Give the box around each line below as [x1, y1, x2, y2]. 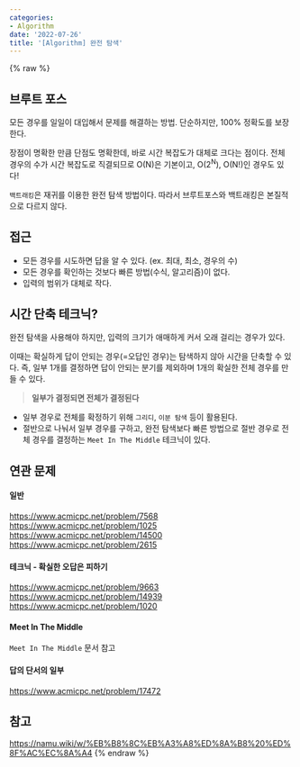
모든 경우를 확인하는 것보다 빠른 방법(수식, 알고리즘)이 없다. [22, 266, 231, 277]
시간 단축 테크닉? [9, 306, 98, 321]
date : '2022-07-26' [9, 30, 83, 39]
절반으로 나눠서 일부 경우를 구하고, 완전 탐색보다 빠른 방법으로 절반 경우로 [22, 423, 280, 434]
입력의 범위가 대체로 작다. [22, 277, 113, 288]
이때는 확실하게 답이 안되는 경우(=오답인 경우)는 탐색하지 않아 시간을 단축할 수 [9, 351, 282, 362]
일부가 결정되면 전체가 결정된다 [31, 393, 140, 403]
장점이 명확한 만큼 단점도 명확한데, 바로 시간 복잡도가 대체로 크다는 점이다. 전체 [9, 148, 286, 158]
